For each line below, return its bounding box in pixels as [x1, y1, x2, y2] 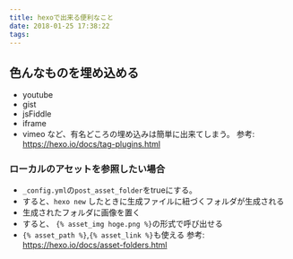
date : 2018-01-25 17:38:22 [9, 22, 110, 30]
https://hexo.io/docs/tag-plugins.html [22, 139, 161, 150]
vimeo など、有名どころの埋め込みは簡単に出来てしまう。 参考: [22, 129, 255, 140]
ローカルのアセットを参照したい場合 [9, 163, 166, 176]
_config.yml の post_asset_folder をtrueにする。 [22, 185, 197, 195]
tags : [9, 30, 30, 39]
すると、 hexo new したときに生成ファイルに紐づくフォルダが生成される [22, 196, 285, 207]
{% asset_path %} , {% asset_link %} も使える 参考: [22, 229, 205, 240]
